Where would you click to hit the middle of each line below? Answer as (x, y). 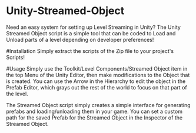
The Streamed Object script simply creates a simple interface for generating (98, 105)
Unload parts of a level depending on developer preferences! (80, 39)
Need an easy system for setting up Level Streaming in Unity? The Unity (94, 27)
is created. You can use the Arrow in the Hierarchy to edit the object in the (96, 81)
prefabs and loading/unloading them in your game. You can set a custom (94, 111)
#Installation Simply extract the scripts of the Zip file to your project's (90, 51)
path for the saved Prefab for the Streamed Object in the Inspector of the (94, 117)
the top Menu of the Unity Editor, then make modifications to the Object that (98, 75)
